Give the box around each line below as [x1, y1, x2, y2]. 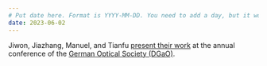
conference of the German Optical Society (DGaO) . [8, 49, 176, 58]
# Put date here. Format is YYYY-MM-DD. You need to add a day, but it [8, 11, 250, 20]
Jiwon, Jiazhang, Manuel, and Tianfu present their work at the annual [8, 40, 236, 49]
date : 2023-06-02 [8, 19, 66, 27]
